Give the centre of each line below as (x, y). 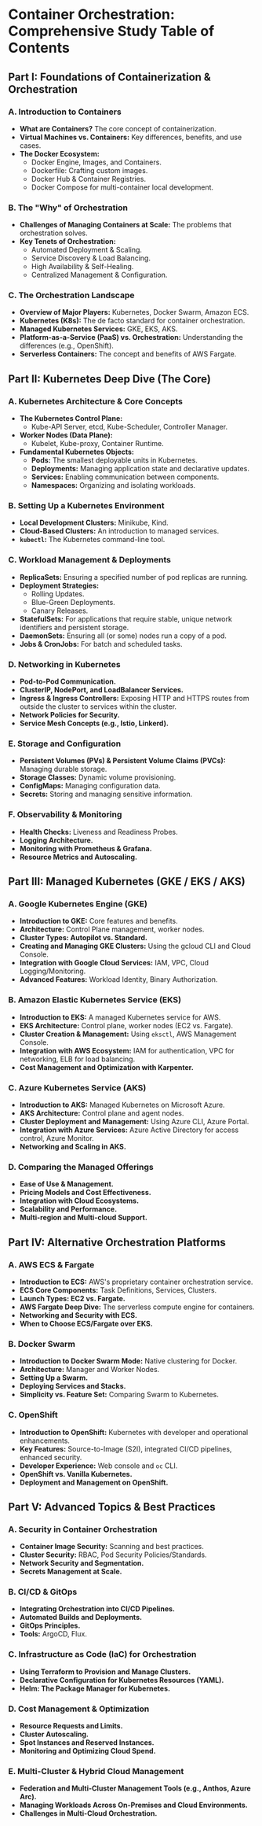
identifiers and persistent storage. (74, 627)
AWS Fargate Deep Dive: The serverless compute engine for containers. (137, 1307)
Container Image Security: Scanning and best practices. (111, 1547)
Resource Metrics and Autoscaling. (78, 857)
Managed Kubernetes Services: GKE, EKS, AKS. (98, 329)
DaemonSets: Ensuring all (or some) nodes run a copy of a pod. (123, 636)
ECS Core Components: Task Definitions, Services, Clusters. (118, 1290)
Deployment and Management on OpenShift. (94, 1482)
